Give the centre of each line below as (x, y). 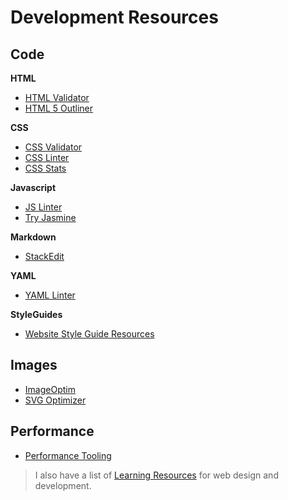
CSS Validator (53, 147)
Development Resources (114, 17)
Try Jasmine (50, 217)
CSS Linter (47, 157)
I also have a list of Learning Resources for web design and (156, 475)
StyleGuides (36, 314)
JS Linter (43, 207)
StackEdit (44, 256)
